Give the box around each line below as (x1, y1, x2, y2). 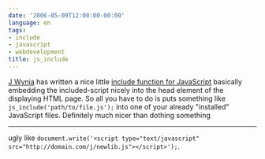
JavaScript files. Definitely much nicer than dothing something (8, 110, 211, 120)
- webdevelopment (8, 48, 65, 56)
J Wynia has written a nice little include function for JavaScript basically (8, 76, 243, 87)
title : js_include (8, 56, 69, 64)
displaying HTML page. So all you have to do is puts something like (8, 94, 226, 103)
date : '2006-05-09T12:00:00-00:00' (8, 11, 125, 20)
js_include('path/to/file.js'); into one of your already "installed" (8, 102, 230, 111)
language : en (8, 19, 51, 27)
